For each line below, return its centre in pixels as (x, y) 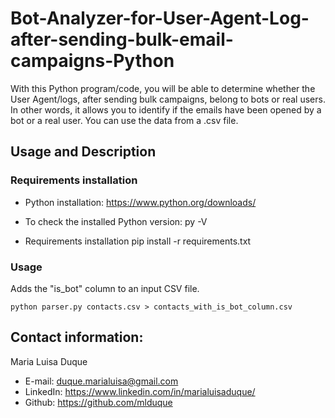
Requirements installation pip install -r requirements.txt (138, 241)
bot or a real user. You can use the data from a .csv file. (124, 120)
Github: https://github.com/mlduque (98, 402)
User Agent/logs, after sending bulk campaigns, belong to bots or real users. (168, 99)
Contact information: (77, 337)
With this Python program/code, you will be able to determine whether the (163, 88)
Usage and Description (83, 152)
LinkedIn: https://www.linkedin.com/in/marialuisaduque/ (140, 391)
